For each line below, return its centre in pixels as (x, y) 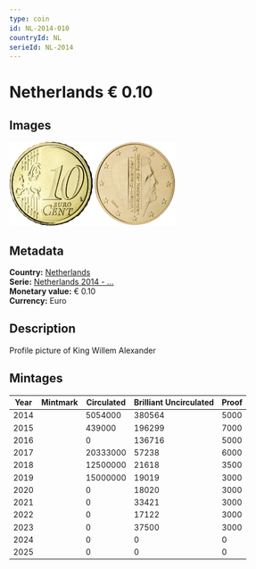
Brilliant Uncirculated (173, 403)
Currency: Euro (38, 301)
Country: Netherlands (50, 272)
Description (42, 329)
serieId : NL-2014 (41, 47)
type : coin (29, 19)
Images (30, 125)
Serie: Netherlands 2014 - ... (62, 282)
